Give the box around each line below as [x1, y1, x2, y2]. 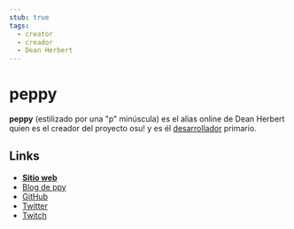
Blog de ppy [21, 181, 66, 192]
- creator [17, 29, 53, 38]
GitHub [21, 191, 49, 201]
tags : [9, 21, 29, 30]
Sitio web [21, 172, 58, 183]
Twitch [21, 209, 47, 220]
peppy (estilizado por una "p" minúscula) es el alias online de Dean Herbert [9, 114, 285, 124]
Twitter [21, 201, 49, 211]
